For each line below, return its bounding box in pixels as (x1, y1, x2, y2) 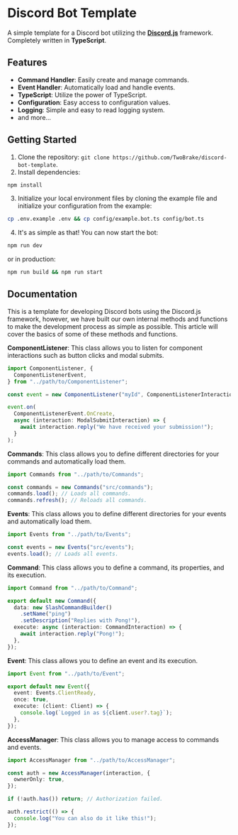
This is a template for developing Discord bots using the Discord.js (7, 307, 201, 315)
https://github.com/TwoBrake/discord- (112, 154, 227, 161)
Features (7, 57, 47, 69)
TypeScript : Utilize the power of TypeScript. (17, 90, 147, 99)
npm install (7, 181, 42, 189)
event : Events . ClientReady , (13, 689, 97, 697)
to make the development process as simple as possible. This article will (7, 322, 218, 331)
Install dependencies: (17, 168, 81, 176)
